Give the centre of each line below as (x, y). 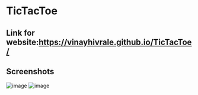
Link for (21, 33)
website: (23, 42)
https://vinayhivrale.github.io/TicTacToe (115, 42)
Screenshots (30, 72)
